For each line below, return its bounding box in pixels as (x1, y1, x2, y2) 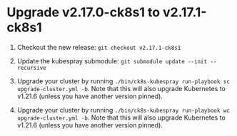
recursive (16, 64, 47, 71)
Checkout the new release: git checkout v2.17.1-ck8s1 (16, 43, 181, 51)
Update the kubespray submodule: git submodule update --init (16, 56, 208, 65)
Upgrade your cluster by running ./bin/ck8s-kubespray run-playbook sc (16, 76, 230, 85)
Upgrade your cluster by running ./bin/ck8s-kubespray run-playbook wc (16, 105, 230, 114)
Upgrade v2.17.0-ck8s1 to (6, 4, 161, 21)
